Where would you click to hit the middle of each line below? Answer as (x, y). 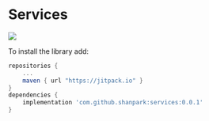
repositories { (33, 66)
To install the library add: (49, 51)
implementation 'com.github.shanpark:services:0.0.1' (113, 103)
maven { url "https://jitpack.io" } (83, 81)
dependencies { (33, 95)
